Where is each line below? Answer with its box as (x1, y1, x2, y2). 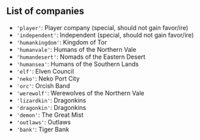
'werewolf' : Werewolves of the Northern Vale (16, 89, 145, 97)
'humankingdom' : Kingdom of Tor (16, 38, 108, 46)
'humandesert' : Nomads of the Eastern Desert (16, 53, 146, 61)
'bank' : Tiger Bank (16, 125, 70, 133)
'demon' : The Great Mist (16, 111, 84, 119)
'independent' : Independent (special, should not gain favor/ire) (16, 31, 195, 39)
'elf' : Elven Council (16, 67, 75, 75)
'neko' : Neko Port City (16, 74, 80, 83)
